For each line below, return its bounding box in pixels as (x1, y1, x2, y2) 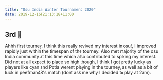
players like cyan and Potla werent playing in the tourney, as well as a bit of (5, 64, 158, 70)
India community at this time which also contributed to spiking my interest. (5, 54, 157, 60)
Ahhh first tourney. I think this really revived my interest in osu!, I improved (5, 43, 157, 49)
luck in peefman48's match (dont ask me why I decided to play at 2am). (5, 70, 152, 76)
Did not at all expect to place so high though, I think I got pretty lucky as (5, 59, 152, 65)
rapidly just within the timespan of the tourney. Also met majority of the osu (5, 48, 159, 54)
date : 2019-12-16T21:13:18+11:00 (5, 12, 74, 17)
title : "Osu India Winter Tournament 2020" (5, 7, 96, 12)
